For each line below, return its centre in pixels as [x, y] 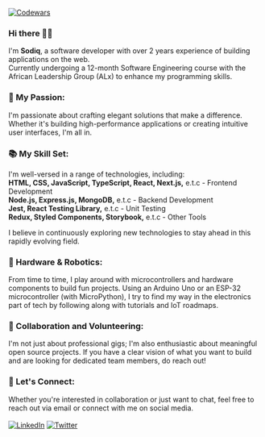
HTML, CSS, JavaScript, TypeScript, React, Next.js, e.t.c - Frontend [123, 182]
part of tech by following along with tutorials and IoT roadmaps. [114, 306]
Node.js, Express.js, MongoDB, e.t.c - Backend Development [111, 200]
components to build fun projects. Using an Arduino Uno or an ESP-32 [125, 288]
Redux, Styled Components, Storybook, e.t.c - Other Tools [108, 217]
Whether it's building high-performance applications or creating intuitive [128, 123]
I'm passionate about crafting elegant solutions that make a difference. [126, 115]
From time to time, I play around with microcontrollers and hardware [121, 280]
